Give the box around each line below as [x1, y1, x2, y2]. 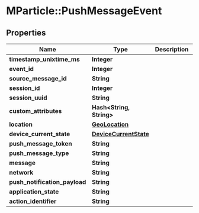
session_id [9, 84, 40, 92]
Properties [6, 28, 46, 38]
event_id [9, 65, 34, 73]
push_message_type [9, 149, 69, 157]
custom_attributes [9, 107, 62, 115]
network [9, 169, 34, 176]
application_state [9, 188, 59, 196]
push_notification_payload [9, 178, 86, 186]
